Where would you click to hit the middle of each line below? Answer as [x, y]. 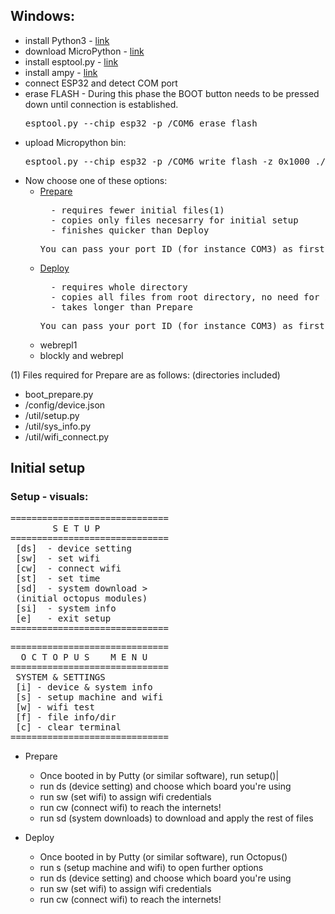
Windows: [43, 16]
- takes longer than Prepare [122, 307]
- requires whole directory [119, 287]
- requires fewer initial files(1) [137, 210]
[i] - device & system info [84, 687]
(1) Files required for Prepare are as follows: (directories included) [145, 375]
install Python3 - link [67, 40]
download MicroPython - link [84, 51]
